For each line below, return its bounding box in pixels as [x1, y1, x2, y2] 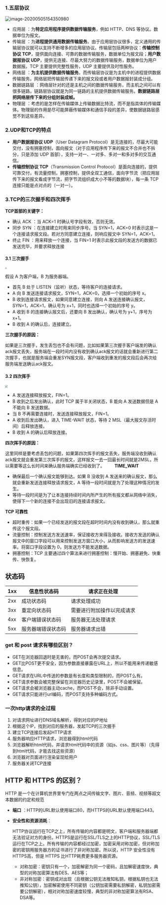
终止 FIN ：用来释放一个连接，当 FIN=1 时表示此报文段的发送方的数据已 [12, 237, 157, 243]
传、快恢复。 [12, 556, 39, 562]
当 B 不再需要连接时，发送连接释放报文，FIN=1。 [12, 411, 112, 417]
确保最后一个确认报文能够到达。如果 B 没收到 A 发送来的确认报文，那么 [12, 473, 158, 479]
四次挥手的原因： [5, 440, 40, 446]
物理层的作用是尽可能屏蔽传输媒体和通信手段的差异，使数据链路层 [21, 107, 156, 113]
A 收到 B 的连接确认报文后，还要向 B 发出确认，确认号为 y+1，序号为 [12, 309, 152, 315]
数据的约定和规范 [9, 796, 44, 802]
